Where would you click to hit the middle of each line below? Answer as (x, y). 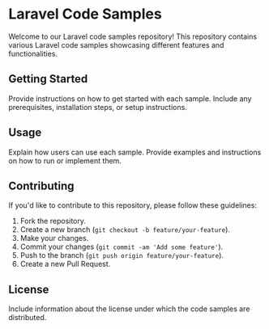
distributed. (28, 318)
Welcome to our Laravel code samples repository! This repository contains (133, 36)
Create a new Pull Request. (65, 264)
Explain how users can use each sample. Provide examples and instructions (135, 152)
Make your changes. (54, 238)
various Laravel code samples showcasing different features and (116, 44)
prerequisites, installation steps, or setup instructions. (98, 107)
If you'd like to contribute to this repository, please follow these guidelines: (133, 205)
